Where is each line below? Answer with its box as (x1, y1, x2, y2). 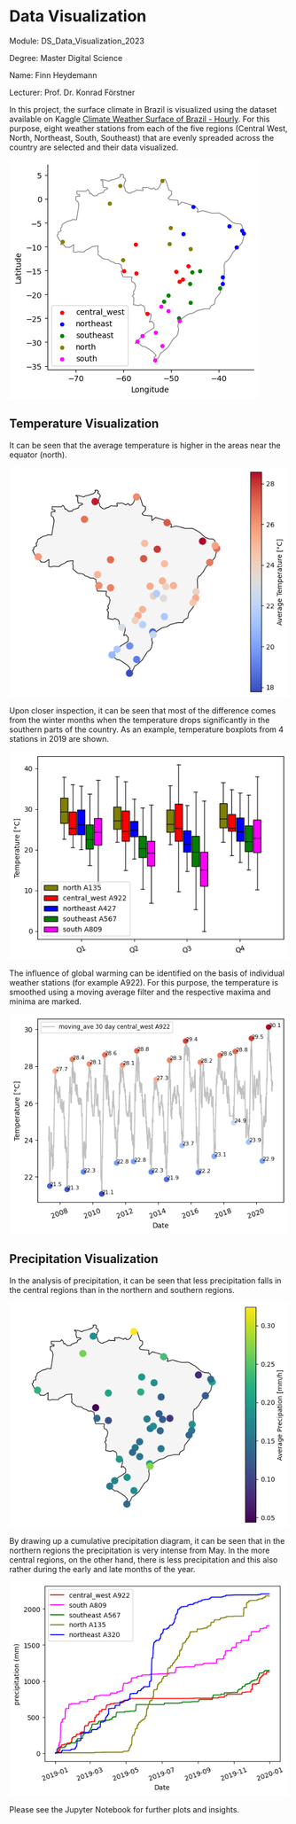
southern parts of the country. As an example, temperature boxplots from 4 (9, 724, 284, 735)
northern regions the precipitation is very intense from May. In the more (9, 1545, 270, 1556)
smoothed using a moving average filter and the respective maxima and (9, 986, 271, 998)
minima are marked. (9, 996, 82, 1007)
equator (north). (9, 449, 68, 460)
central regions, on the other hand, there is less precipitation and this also (9, 1555, 278, 1565)
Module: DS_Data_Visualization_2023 (9, 35, 144, 46)
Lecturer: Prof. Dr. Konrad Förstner (9, 87, 136, 97)
